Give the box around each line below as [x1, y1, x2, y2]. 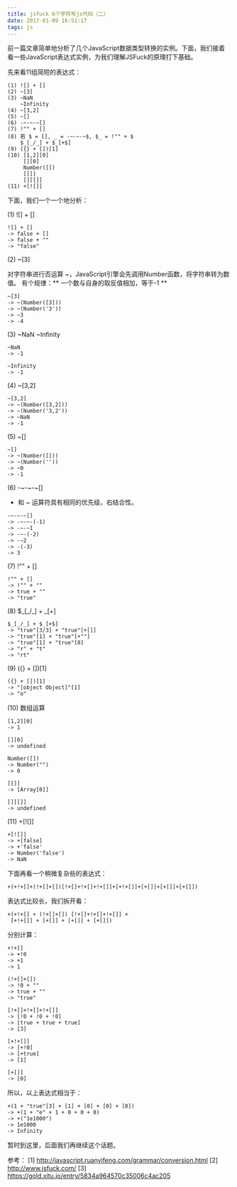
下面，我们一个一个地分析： [7, 196, 89, 205]
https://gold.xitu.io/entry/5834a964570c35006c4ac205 [7, 1171, 171, 1180]
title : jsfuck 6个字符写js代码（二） [7, 10, 109, 18]
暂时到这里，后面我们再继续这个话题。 [7, 1141, 119, 1149]
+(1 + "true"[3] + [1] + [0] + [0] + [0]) [7, 1102, 135, 1110]
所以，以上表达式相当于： [7, 1088, 82, 1097]
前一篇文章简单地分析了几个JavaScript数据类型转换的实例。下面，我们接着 [7, 44, 226, 53]
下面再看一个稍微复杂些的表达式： [7, 869, 107, 878]
